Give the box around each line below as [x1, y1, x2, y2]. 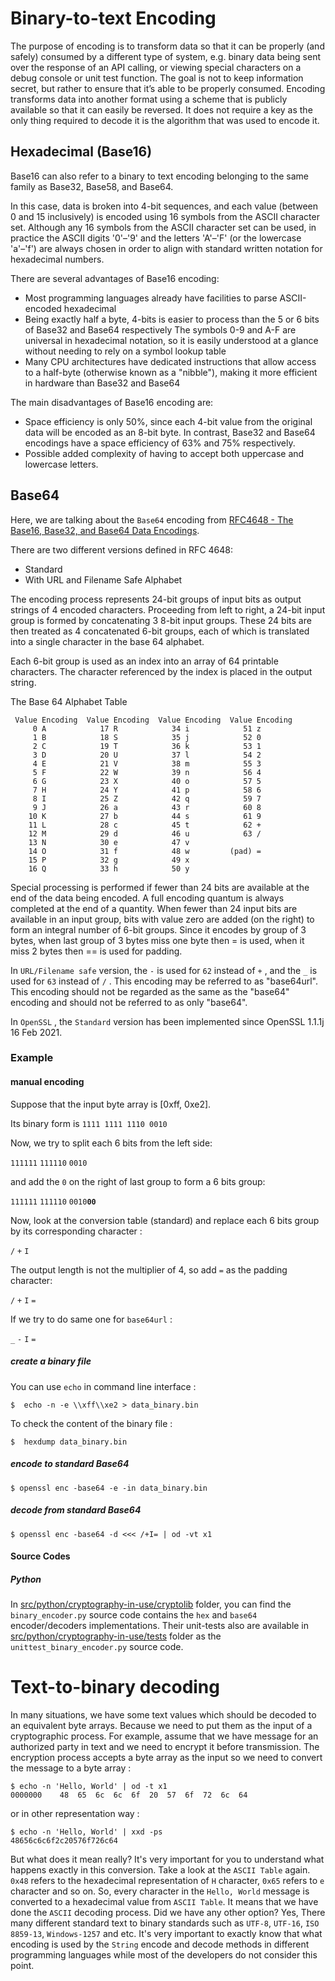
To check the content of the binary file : [10, 1417, 173, 1429]
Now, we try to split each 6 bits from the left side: [10, 1137, 213, 1149]
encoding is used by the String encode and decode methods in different [10, 1938, 310, 1951]
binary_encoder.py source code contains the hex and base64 [10, 1609, 258, 1621]
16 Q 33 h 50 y [28, 863, 190, 874]
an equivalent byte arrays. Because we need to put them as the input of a [10, 1720, 313, 1732]
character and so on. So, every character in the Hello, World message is [10, 1885, 310, 1897]
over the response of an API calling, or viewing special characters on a [10, 61, 302, 73]
